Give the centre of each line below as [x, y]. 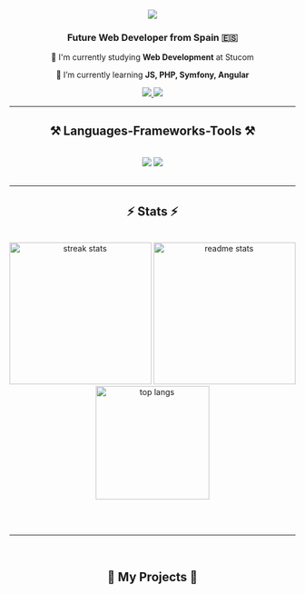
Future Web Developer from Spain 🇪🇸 [152, 38]
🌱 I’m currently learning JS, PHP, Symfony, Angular [152, 75]
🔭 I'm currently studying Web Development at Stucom [152, 57]
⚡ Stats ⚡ [152, 211]
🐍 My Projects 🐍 [152, 577]
